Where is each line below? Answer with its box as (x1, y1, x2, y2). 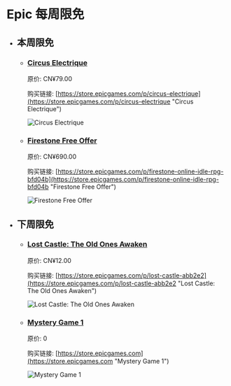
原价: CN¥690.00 (27, 152, 77, 161)
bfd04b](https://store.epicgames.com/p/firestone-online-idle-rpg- (27, 176, 220, 184)
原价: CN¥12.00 (27, 256, 71, 264)
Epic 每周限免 (6, 6, 85, 22)
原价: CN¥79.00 (27, 74, 73, 83)
